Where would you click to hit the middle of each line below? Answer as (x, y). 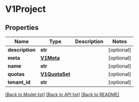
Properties (22, 28)
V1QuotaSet (55, 74)
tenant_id (19, 82)
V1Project (26, 9)
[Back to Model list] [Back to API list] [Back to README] (62, 95)
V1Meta (50, 58)
